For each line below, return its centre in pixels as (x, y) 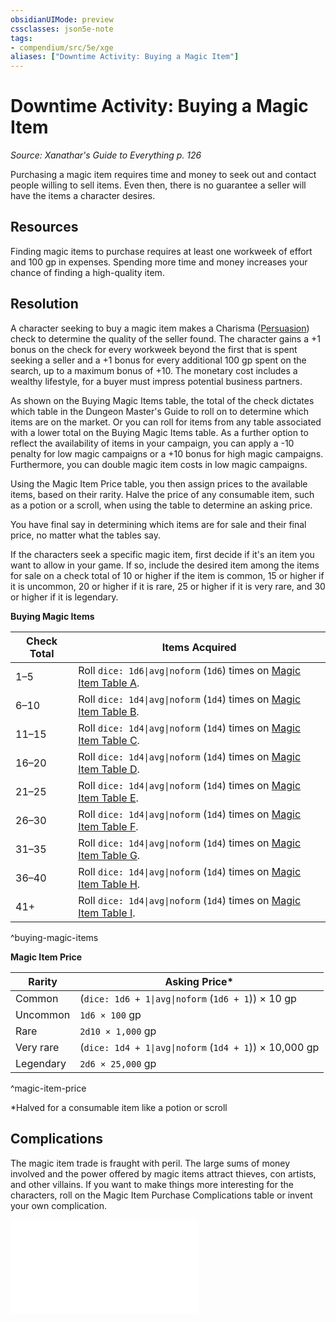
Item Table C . (109, 740)
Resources (44, 227)
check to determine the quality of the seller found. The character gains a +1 (165, 338)
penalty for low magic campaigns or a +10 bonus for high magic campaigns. (167, 453)
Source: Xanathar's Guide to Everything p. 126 (106, 155)
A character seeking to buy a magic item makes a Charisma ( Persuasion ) (160, 328)
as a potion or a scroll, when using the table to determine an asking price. (161, 505)
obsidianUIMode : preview (62, 19)
